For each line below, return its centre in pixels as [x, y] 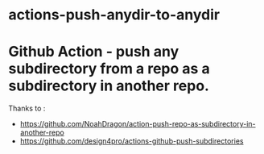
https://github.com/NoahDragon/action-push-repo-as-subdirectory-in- [138, 124]
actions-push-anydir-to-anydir [114, 15]
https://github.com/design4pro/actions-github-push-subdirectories [132, 141]
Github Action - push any [94, 52]
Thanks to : [27, 108]
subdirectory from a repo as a [109, 69]
